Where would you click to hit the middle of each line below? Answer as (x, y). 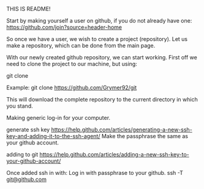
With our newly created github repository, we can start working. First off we (102, 57)
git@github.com (27, 179)
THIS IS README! (28, 9)
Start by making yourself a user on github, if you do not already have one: (99, 20)
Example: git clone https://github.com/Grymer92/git (72, 87)
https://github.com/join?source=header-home (64, 27)
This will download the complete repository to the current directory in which (102, 99)
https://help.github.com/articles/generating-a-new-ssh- (122, 130)
